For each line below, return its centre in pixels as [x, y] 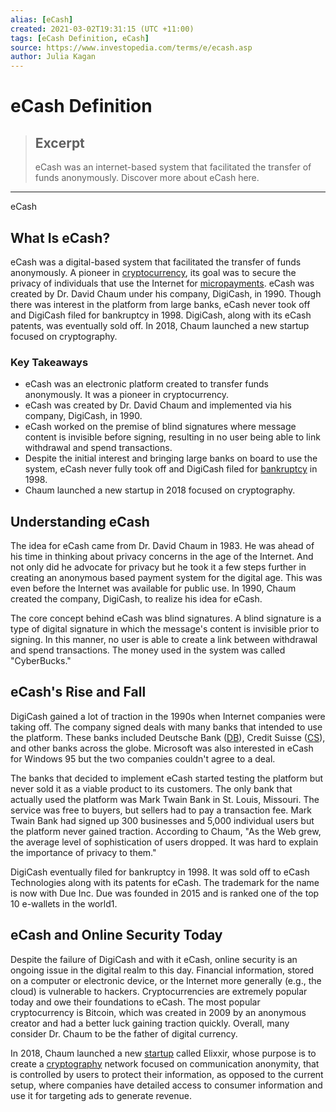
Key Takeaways [49, 362]
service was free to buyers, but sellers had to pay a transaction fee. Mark [161, 810]
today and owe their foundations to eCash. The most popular [135, 1002]
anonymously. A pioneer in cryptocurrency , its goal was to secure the [153, 272]
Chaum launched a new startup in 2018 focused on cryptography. [160, 490]
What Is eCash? [60, 237]
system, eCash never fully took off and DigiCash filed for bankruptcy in [171, 469]
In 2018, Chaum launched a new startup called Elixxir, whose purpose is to [163, 1053]
